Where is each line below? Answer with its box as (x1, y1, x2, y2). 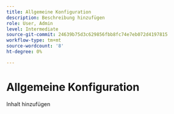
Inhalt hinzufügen (6, 100, 51, 107)
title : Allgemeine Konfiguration (6, 9, 92, 15)
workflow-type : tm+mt (6, 37, 62, 43)
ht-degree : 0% (6, 49, 43, 55)
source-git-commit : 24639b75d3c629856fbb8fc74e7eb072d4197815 (6, 32, 168, 38)
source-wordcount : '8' (6, 43, 64, 49)
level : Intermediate (6, 26, 59, 32)
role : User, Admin (6, 20, 53, 26)
